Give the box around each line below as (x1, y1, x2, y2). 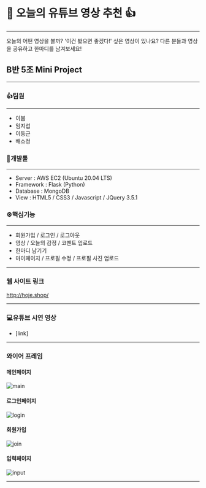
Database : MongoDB (15, 187, 69, 195)
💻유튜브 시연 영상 (6, 313, 56, 322)
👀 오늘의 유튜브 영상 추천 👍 (6, 6, 136, 20)
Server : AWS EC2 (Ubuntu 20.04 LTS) (15, 174, 112, 182)
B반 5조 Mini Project (6, 64, 83, 75)
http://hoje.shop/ (6, 291, 49, 298)
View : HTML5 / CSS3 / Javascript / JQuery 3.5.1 (15, 194, 138, 201)
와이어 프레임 (6, 352, 43, 360)
